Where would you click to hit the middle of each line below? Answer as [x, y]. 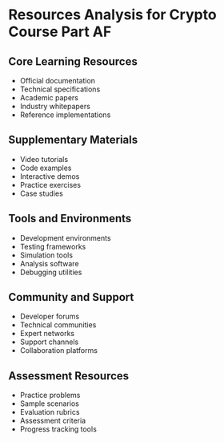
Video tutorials [44, 159]
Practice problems [50, 395]
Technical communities [58, 325]
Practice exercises [50, 185]
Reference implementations [65, 115]
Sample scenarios [50, 403]
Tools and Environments [70, 219]
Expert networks [47, 334]
